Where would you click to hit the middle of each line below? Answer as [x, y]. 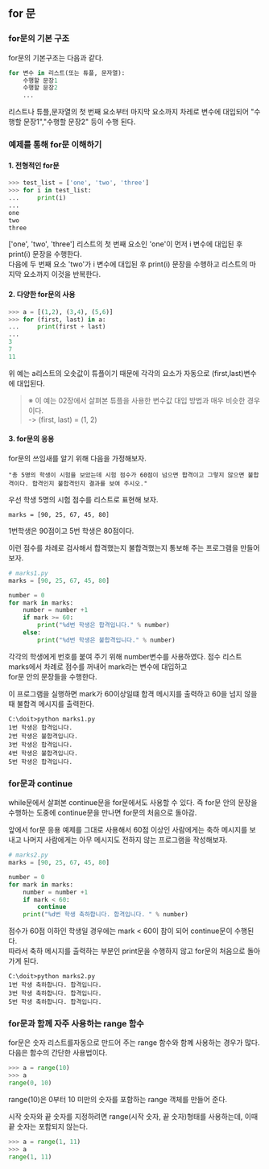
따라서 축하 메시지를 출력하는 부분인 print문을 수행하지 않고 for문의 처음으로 [127, 951]
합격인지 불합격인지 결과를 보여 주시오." [90, 483]
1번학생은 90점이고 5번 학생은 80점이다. [71, 531]
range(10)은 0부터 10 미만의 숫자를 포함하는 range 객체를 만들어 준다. [118, 1100]
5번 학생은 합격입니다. [41, 762]
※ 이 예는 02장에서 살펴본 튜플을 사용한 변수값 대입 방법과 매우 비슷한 [137, 400]
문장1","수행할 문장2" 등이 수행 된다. [79, 122]
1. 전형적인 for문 [34, 165]
